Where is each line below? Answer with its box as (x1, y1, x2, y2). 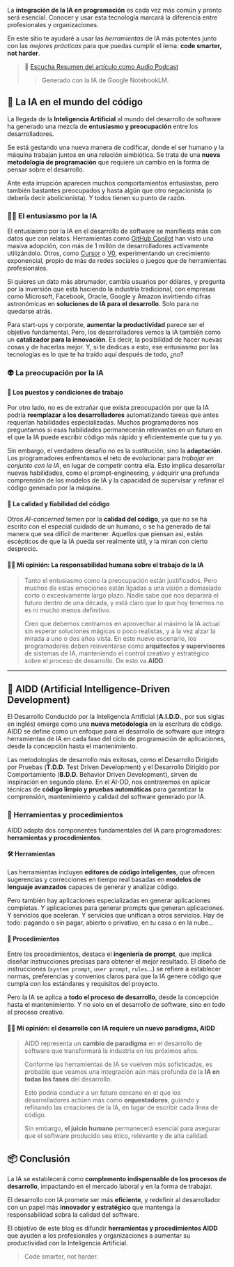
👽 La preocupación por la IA (7, 368, 104, 378)
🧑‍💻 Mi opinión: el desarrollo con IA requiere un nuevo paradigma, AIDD (7, 1024, 216, 1032)
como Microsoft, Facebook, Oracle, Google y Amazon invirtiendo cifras (7, 292, 211, 301)
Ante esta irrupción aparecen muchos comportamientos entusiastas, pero (7, 179, 219, 187)
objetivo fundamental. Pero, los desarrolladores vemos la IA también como (7, 328, 221, 337)
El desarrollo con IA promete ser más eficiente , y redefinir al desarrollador (7, 1196, 221, 1204)
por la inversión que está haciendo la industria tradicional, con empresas (7, 285, 216, 294)
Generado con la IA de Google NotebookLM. (41, 76, 169, 84)
